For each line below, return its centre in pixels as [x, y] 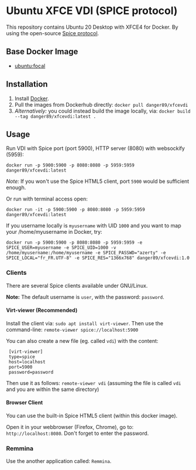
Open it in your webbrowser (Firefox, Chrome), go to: [70, 427]
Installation [27, 84]
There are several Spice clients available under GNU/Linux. [77, 285]
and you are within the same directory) [53, 389]
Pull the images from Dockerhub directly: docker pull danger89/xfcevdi [101, 104]
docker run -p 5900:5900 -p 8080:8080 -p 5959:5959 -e [74, 243]
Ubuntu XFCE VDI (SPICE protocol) [92, 11]
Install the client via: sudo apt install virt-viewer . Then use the [85, 323]
